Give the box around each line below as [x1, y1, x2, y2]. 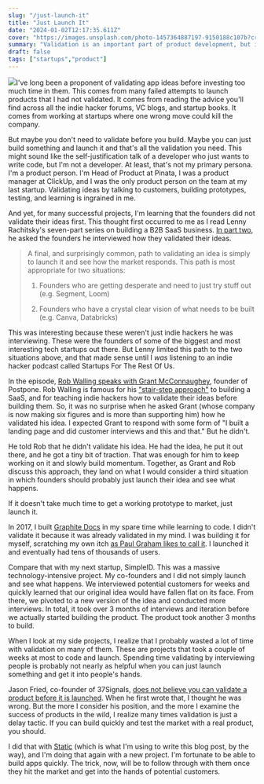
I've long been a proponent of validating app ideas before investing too [16, 78, 246, 87]
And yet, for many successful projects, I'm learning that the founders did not [8, 208, 255, 218]
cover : [8, 33, 30, 42]
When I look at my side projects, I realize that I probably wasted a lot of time [8, 636, 254, 645]
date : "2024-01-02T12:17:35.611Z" [8, 26, 122, 34]
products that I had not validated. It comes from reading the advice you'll [8, 94, 244, 104]
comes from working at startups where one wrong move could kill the [8, 111, 233, 120]
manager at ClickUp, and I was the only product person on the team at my [8, 176, 247, 185]
